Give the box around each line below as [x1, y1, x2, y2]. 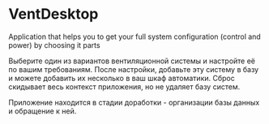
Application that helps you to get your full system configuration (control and [8, 32, 261, 41]
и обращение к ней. [8, 106, 77, 116]
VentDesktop [8, 5, 99, 24]
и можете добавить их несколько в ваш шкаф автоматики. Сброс [8, 73, 235, 83]
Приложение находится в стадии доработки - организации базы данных [8, 97, 260, 107]
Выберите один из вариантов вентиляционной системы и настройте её [8, 56, 256, 66]
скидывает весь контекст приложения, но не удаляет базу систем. [8, 82, 241, 92]
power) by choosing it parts [8, 40, 100, 49]
